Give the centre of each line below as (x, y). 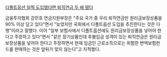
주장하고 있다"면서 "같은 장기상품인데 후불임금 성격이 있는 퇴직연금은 (81, 37)
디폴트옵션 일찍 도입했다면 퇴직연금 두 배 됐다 (49, 7)
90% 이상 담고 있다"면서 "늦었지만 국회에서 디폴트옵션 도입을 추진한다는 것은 (80, 24)
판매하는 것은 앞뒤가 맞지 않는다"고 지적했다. (57, 49)
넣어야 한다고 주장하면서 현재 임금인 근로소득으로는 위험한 (83, 43)
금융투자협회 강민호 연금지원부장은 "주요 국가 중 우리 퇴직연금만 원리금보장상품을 (84, 18)
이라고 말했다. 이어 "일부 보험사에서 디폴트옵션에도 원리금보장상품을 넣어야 (84, 30)
